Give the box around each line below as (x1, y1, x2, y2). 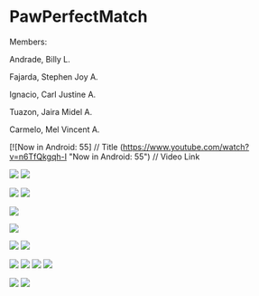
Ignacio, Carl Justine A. (9, 89, 97, 100)
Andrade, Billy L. (9, 53, 70, 64)
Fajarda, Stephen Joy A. (9, 71, 98, 82)
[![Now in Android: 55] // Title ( (9, 141, 124, 152)
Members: (9, 36, 48, 47)
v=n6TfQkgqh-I (9, 151, 68, 162)
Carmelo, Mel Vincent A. (9, 124, 100, 135)
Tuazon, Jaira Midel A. (9, 106, 93, 117)
